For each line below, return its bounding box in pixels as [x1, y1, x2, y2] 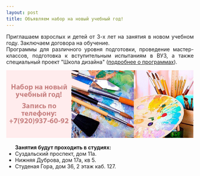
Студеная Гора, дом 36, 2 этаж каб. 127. [14, 163, 116, 170]
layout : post [6, 10, 39, 15]
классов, [6, 52, 29, 59]
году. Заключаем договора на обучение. [6, 39, 110, 46]
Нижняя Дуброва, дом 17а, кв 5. [14, 156, 96, 164]
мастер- [172, 45, 194, 53]
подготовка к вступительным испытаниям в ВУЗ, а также [32, 52, 194, 59]
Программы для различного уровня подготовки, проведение [6, 45, 170, 53]
